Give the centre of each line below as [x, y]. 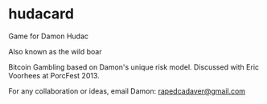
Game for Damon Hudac [48, 36]
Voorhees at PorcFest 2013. [54, 75]
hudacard [41, 14]
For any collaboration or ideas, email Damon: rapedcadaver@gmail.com [127, 91]
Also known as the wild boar [55, 51]
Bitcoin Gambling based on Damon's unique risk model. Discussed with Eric [134, 67]
